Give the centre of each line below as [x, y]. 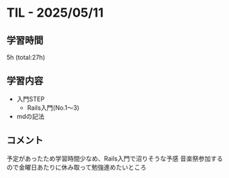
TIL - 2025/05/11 [55, 13]
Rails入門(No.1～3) [53, 107]
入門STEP [31, 99]
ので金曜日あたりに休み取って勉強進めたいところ [77, 167]
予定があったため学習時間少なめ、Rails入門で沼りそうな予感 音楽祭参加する [115, 159]
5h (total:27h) [26, 57]
